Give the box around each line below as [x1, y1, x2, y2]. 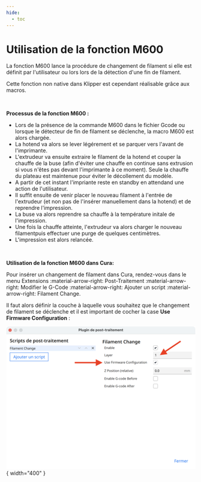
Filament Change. [37, 290, 81, 297]
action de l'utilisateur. [14, 185, 68, 192]
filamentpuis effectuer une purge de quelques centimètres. [14, 230, 161, 237]
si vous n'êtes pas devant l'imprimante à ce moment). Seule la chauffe [14, 166, 189, 173]
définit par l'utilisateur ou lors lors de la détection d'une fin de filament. [6, 69, 182, 76]
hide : [6, 10, 20, 16]
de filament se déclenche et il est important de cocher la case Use [6, 308, 170, 315]
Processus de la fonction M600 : [6, 110, 89, 117]
